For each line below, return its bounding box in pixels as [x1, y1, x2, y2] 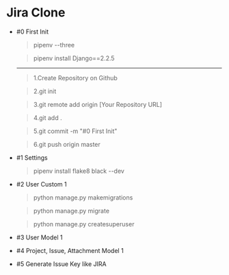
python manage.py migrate [33, 206, 110, 215]
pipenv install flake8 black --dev [33, 167, 124, 175]
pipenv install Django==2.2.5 [33, 53, 115, 62]
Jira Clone [6, 5, 66, 21]
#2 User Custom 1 [16, 180, 67, 188]
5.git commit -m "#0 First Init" [33, 127, 118, 135]
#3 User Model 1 [16, 233, 63, 241]
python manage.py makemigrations [33, 193, 133, 202]
